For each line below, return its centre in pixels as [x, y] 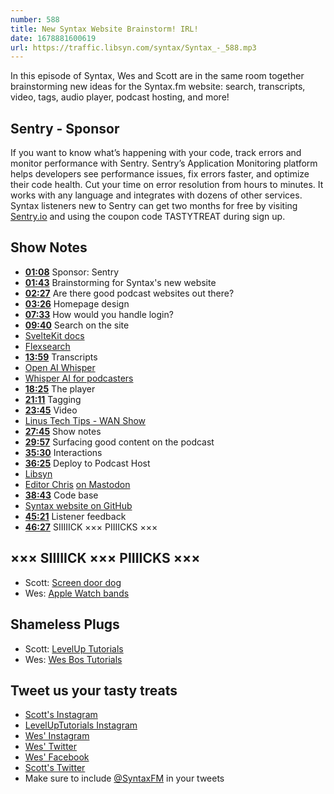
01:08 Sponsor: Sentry [72, 272]
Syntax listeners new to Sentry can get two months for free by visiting [154, 206]
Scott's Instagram [61, 715]
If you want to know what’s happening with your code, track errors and [156, 153]
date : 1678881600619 [53, 38]
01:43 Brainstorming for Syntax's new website [120, 282]
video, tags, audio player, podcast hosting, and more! [120, 97]
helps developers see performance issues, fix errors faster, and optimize [160, 174]
